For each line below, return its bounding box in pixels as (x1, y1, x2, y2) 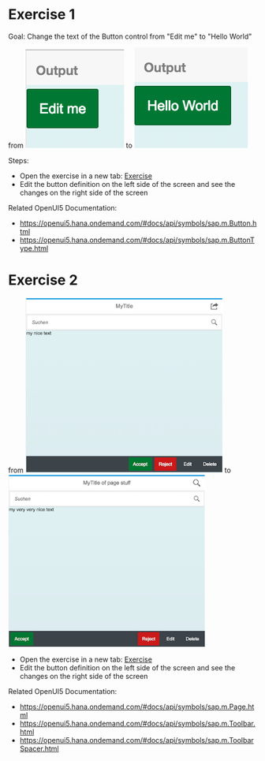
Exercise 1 (8, 6, 76, 24)
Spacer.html (19, 744, 59, 753)
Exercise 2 (8, 271, 78, 289)
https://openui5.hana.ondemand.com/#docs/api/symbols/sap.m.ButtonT (19, 235, 255, 244)
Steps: (8, 155, 29, 165)
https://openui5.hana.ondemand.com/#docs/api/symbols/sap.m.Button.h (19, 218, 257, 228)
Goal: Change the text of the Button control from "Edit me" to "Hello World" (8, 32, 252, 41)
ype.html (19, 243, 49, 253)
